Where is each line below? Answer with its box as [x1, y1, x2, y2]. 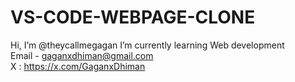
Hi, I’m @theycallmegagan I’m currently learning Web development [10, 39, 285, 51]
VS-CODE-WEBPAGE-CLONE [10, 6, 256, 29]
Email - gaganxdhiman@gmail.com [10, 49, 154, 61]
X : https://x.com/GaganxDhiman [10, 60, 146, 72]
